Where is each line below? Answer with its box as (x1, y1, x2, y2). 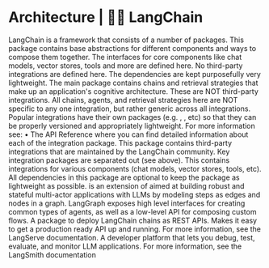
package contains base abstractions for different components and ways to (8, 43, 257, 53)
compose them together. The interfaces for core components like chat (8, 52, 242, 62)
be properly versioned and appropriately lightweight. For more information (8, 121, 256, 130)
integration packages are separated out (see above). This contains (8, 155, 230, 165)
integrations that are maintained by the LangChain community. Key (8, 147, 230, 156)
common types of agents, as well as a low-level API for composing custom (8, 206, 257, 216)
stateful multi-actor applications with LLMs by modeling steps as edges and (8, 189, 261, 199)
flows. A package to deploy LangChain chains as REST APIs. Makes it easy (8, 215, 257, 225)
